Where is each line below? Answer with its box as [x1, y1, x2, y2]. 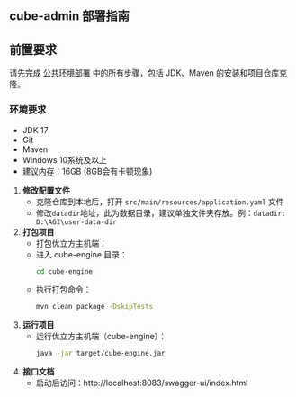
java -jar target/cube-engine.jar [35, 349, 166, 358]
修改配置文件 [22, 185, 70, 195]
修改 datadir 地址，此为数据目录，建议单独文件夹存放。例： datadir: [35, 207, 286, 218]
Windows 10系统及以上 [22, 154, 108, 165]
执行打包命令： [35, 284, 92, 295]
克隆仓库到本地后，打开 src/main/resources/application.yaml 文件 [35, 196, 285, 207]
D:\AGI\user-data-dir [35, 217, 117, 227]
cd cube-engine [35, 266, 93, 276]
